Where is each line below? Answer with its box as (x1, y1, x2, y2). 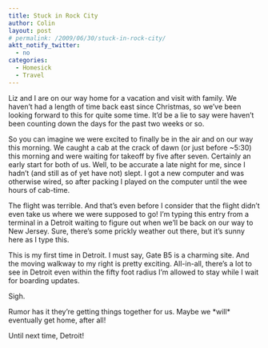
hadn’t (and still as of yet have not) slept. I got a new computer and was (8, 168, 245, 178)
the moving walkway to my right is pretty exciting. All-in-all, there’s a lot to (8, 258, 252, 268)
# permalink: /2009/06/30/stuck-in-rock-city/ (8, 34, 166, 42)
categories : (8, 57, 48, 65)
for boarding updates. (8, 275, 80, 285)
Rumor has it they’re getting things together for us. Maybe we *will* (8, 306, 230, 316)
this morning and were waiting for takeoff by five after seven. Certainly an (8, 151, 251, 161)
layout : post (8, 26, 52, 34)
